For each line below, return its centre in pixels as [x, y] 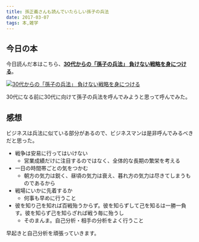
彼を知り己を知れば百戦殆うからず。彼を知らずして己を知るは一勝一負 [100, 206]
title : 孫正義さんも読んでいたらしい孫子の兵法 [57, 12]
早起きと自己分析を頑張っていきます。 [53, 233]
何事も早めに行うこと [50, 198]
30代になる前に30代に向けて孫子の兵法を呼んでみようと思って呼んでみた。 [98, 97]
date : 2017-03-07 [28, 17]
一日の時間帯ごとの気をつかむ [51, 168]
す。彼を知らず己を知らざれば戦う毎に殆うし [69, 213]
